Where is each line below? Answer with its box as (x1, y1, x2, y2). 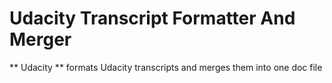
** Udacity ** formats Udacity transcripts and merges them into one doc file (9, 61, 323, 73)
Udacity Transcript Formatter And (9, 7, 296, 30)
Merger (9, 28, 72, 51)
